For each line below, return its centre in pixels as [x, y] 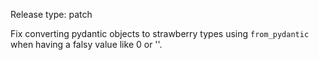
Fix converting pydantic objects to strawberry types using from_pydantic [160, 33]
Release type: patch [51, 14]
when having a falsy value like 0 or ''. [86, 44]
